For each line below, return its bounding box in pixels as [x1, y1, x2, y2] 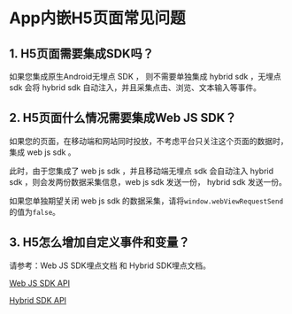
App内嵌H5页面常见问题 [9, 8, 186, 28]
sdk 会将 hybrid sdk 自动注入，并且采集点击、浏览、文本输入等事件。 [9, 82, 261, 93]
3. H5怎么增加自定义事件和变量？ [9, 235, 190, 250]
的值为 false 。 [9, 206, 60, 217]
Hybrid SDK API [9, 295, 67, 305]
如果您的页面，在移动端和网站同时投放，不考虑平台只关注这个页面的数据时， [9, 135, 288, 146]
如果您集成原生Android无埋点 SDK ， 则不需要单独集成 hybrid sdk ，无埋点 [9, 72, 281, 81]
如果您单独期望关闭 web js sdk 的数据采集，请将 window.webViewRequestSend [9, 195, 284, 206]
